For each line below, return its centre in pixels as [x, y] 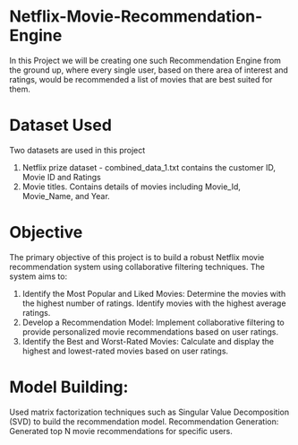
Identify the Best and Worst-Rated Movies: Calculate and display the [148, 341]
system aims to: [38, 276]
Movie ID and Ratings [61, 177]
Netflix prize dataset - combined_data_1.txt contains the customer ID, [149, 167]
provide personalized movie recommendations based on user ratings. [150, 332]
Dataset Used [60, 125]
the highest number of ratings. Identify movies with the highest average [154, 303]
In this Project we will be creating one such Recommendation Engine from [145, 60]
